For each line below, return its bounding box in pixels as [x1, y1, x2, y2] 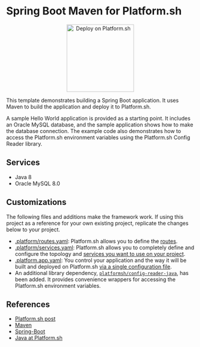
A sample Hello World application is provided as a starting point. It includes [6, 114, 191, 122]
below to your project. [6, 226, 61, 233]
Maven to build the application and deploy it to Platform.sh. [6, 103, 151, 110]
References [6, 299, 50, 309]
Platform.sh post [14, 315, 56, 322]
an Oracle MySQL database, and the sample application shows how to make [6, 121, 193, 128]
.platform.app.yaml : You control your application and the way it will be [14, 257, 187, 264]
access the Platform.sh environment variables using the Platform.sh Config [6, 134, 190, 141]
